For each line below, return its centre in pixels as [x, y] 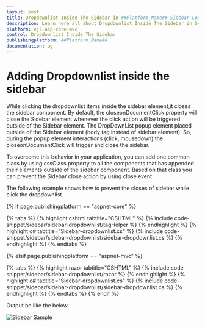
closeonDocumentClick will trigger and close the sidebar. [78, 145]
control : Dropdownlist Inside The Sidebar [61, 35]
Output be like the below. [38, 305]
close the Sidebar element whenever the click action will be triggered [93, 119]
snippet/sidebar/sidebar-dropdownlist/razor [62, 274]
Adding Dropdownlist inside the [88, 76]
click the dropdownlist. [35, 194]
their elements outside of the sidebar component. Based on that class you [99, 170]
